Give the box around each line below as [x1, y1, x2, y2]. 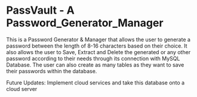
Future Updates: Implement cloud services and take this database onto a [6, 79, 185, 86]
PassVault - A [6, 4, 75, 17]
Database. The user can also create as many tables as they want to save [6, 61, 184, 68]
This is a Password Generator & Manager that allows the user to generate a [6, 36, 191, 43]
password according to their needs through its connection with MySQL [6, 55, 180, 62]
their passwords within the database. [6, 67, 97, 74]
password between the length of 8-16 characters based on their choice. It [6, 42, 187, 49]
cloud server [6, 85, 38, 92]
